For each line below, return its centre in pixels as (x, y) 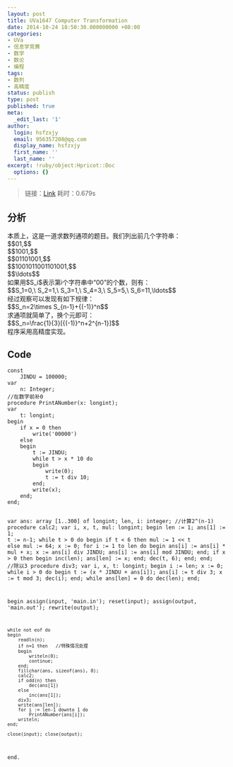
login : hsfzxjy (36, 133)
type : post (23, 100)
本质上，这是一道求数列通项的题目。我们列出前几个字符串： (94, 236)
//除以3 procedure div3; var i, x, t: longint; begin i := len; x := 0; (115, 566)
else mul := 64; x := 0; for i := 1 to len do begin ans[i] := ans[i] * (116, 547)
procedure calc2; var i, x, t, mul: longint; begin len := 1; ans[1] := (116, 528)
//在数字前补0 (25, 397)
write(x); (47, 490)
